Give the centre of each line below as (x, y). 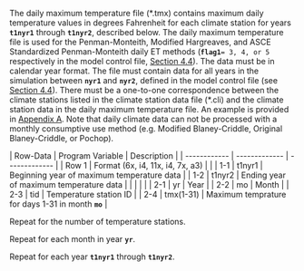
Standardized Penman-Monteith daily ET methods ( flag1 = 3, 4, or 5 (140, 52)
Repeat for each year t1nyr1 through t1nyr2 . (92, 256)
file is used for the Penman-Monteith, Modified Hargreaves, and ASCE (140, 42)
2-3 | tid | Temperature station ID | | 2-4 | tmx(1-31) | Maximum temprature (148, 194)
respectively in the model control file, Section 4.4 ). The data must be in (142, 61)
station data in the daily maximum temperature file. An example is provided (149, 109)
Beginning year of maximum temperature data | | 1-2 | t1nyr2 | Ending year (147, 175)
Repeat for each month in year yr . (73, 239)
